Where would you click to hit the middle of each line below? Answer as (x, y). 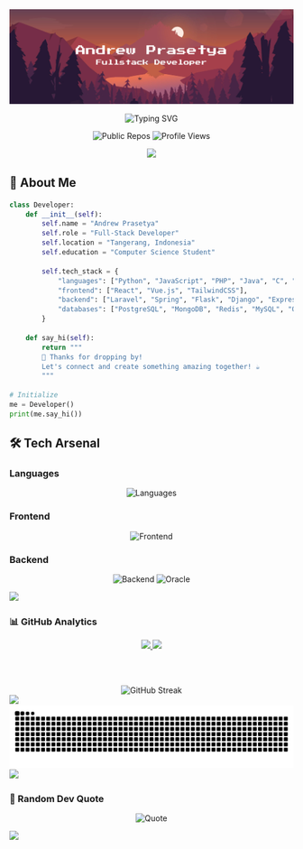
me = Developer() (42, 405)
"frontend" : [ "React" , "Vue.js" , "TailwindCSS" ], (152, 291)
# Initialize (34, 395)
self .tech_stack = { (80, 271)
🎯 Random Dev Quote (57, 799)
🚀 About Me (43, 183)
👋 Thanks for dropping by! (92, 357)
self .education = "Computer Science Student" (129, 253)
